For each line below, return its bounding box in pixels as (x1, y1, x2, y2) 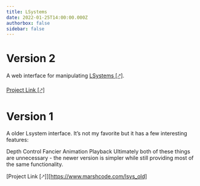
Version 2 (6, 52, 56, 65)
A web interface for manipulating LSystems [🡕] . (6, 72, 125, 79)
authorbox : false (6, 20, 50, 26)
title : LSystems (6, 8, 47, 15)
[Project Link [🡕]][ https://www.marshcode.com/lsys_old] (6, 173, 147, 180)
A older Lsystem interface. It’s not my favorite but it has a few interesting (6, 130, 188, 137)
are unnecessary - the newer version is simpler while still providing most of (6, 155, 194, 162)
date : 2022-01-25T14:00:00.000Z (6, 14, 88, 21)
